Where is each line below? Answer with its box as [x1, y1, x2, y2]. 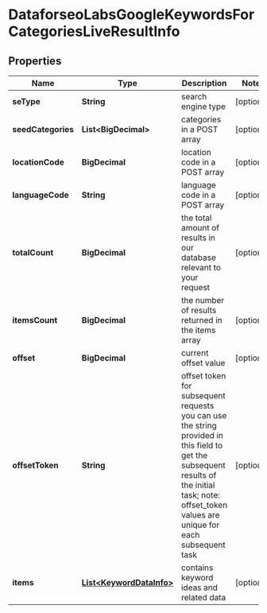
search [181, 91, 207, 102]
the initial [181, 479, 215, 491]
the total [181, 212, 212, 223]
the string [181, 420, 217, 431]
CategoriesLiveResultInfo [8, 22, 180, 41]
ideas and [181, 582, 219, 593]
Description [181, 78, 227, 88]
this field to [181, 440, 223, 451]
